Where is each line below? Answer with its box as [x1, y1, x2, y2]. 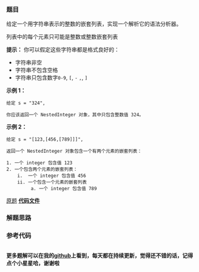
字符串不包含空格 [15, 67, 58, 74]
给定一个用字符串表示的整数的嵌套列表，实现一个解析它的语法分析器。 [6, 20, 182, 28]
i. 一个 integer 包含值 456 [17, 173, 86, 179]
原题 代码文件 [6, 197, 40, 204]
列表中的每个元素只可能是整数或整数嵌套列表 [6, 33, 118, 41]
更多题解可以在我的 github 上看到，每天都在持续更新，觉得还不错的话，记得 [6, 251, 194, 259]
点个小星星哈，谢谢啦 [6, 259, 59, 267]
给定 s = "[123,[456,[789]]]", [6, 136, 84, 143]
